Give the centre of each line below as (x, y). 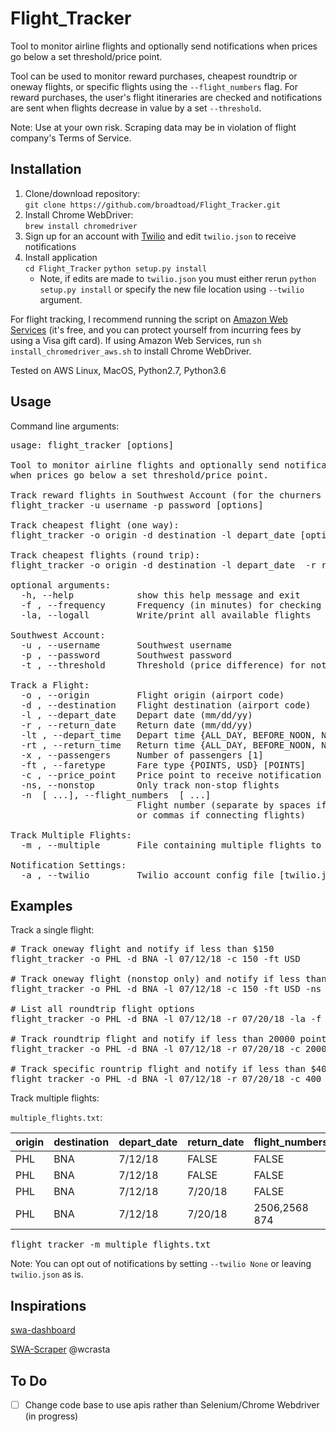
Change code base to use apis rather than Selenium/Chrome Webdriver (172, 1405)
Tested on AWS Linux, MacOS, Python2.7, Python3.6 (118, 370)
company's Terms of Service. (71, 138)
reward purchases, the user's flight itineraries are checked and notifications (166, 97)
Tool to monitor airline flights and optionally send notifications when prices (164, 46)
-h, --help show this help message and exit (160, 595)
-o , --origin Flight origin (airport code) (152, 695)
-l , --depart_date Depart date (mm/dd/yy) (136, 715)
